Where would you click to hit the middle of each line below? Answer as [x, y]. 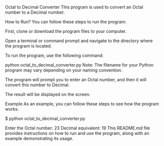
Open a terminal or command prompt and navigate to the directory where [79, 41]
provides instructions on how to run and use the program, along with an [77, 133]
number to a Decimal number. [35, 12]
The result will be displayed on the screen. [48, 94]
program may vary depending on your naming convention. [64, 70]
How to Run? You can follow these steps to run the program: [66, 22]
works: [12, 109]
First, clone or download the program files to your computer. [66, 31]
